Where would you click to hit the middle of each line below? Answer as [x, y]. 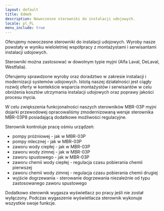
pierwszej [22, 168]
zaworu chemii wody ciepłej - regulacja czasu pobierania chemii [77, 162]
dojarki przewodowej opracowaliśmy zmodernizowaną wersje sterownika [79, 112]
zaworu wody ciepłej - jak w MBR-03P [51, 147]
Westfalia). [16, 67]
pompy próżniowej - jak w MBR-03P [49, 136]
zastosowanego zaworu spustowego [49, 183]
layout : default [22, 10]
